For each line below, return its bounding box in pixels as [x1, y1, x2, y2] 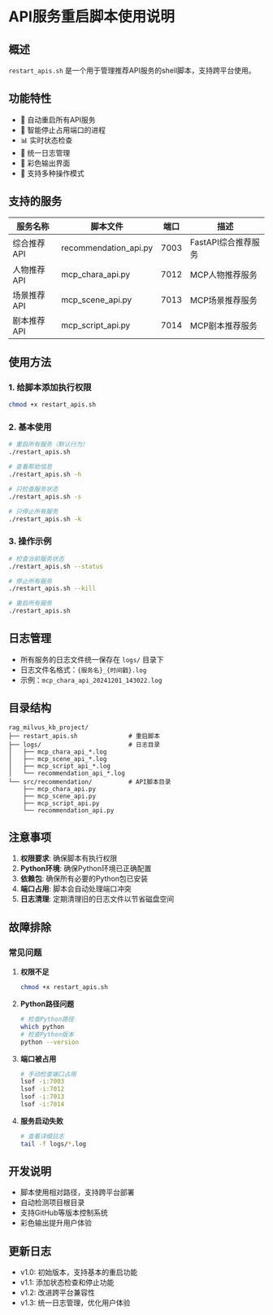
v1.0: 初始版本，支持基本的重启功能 [19, 1268, 138, 1278]
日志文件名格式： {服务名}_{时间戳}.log [19, 665, 147, 675]
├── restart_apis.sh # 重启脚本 [8, 732, 161, 740]
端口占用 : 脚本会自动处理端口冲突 [19, 884, 132, 894]
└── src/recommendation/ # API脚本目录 [8, 777, 171, 786]
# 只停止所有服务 [8, 507, 58, 516]
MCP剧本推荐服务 [189, 319, 258, 331]
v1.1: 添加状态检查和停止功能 [19, 1278, 115, 1287]
